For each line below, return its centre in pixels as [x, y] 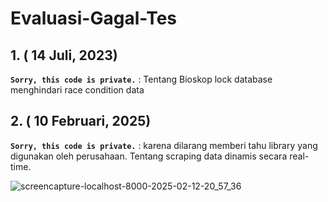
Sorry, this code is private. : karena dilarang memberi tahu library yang [164, 145]
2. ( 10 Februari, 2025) [81, 121]
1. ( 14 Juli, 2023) [64, 55]
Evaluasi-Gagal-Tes [94, 18]
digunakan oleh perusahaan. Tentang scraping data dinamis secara [149, 156]
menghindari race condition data [77, 90]
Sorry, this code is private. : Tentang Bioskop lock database [141, 79]
